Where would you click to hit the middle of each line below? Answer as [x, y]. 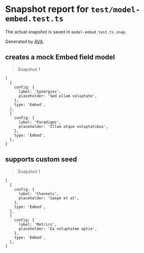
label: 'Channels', [38, 193]
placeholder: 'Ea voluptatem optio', [58, 228]
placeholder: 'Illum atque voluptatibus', [63, 126]
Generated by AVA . [25, 41]
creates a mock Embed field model [60, 57]
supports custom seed [41, 159]
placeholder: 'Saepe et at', [49, 198]
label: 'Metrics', [37, 224]
